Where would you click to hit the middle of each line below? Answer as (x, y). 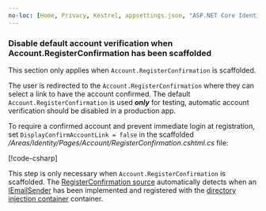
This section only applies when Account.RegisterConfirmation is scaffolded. (132, 70)
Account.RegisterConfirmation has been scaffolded (110, 53)
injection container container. (56, 198)
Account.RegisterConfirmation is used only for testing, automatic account (129, 102)
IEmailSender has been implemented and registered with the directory (122, 190)
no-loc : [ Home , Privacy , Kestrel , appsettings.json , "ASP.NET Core (122, 15)
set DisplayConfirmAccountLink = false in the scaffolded (101, 134)
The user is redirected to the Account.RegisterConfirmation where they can (131, 85)
